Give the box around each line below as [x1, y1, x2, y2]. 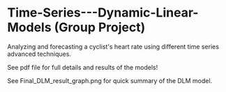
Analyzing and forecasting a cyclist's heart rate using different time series [7, 42, 220, 50]
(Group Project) [54, 19, 146, 35]
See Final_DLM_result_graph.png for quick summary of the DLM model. [7, 76, 213, 84]
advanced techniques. [7, 50, 72, 58]
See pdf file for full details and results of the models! [7, 63, 158, 71]
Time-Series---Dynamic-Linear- [7, 5, 199, 21]
